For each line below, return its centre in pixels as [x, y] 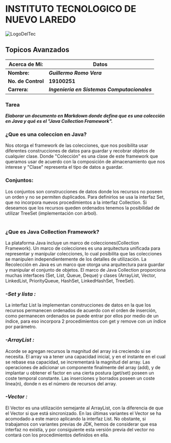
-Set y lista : [21, 294]
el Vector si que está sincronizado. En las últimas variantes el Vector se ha [83, 413]
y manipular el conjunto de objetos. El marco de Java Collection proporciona [86, 270]
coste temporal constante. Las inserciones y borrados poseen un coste [80, 378]
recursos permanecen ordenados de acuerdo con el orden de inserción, [81, 310]
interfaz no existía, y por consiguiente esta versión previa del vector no [80, 429]
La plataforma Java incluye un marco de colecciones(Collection [72, 243]
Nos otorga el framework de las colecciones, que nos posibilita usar [77, 145]
